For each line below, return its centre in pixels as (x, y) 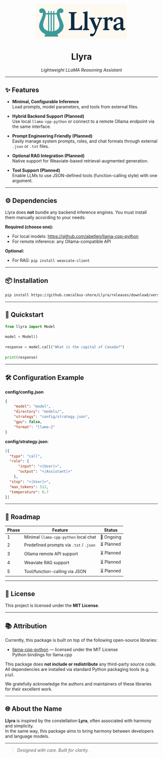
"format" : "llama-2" (34, 427)
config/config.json (24, 392)
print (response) (21, 357)
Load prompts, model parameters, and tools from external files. (75, 107)
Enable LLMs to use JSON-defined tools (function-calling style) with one (85, 176)
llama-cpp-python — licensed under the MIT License (65, 650)
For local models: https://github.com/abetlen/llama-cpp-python (75, 236)
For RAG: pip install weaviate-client (51, 260)
